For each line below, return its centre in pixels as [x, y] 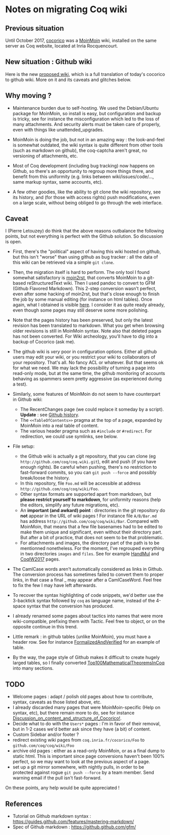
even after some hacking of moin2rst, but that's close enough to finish [86, 294]
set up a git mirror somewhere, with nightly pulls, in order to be [78, 767]
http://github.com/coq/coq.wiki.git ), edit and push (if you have [88, 462]
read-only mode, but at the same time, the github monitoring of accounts [89, 373]
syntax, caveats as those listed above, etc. [57, 702]
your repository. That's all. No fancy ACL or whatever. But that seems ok [88, 363]
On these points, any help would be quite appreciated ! [62, 788]
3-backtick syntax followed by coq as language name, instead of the [84, 601]
